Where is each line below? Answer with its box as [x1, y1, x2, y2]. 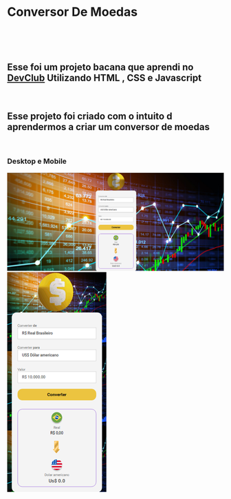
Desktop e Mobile [7, 156, 67, 166]
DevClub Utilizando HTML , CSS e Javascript [7, 72, 201, 84]
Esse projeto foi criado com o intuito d [7, 111, 173, 123]
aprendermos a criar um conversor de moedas [7, 121, 210, 133]
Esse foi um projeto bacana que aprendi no [7, 61, 194, 73]
